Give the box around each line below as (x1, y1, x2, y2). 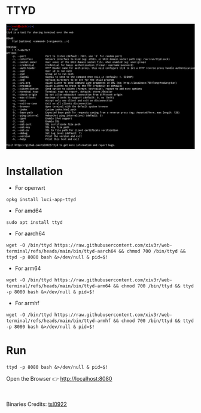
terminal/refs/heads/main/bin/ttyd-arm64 (6, 283, 111, 289)
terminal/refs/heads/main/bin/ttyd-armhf (6, 318, 111, 324)
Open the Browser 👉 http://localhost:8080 (6, 375, 112, 382)
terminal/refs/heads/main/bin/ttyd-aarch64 (6, 248, 117, 254)
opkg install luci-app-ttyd (6, 197, 77, 203)
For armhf (14, 300, 40, 307)
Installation (6, 165, 63, 178)
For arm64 (14, 265, 41, 272)
